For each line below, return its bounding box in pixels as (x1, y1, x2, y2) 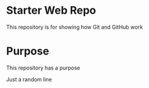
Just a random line (6, 75, 52, 83)
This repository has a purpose (6, 64, 81, 71)
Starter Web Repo (6, 4, 96, 17)
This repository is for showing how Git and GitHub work (6, 23, 143, 31)
